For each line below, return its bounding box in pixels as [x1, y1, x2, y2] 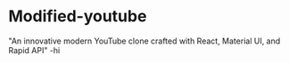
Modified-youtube [8, 6, 147, 27]
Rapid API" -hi [8, 44, 61, 55]
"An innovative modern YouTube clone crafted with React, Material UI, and [8, 35, 281, 46]
